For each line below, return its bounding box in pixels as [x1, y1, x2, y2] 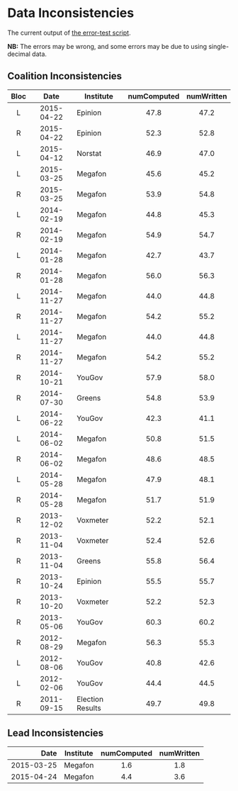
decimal [7, 50, 30, 58]
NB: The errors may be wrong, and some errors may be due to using [7, 42, 208, 50]
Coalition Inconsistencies [7, 70, 123, 82]
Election [76, 694, 104, 704]
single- [208, 42, 229, 50]
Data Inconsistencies [7, 5, 135, 21]
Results [76, 703, 101, 713]
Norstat [76, 148, 102, 158]
